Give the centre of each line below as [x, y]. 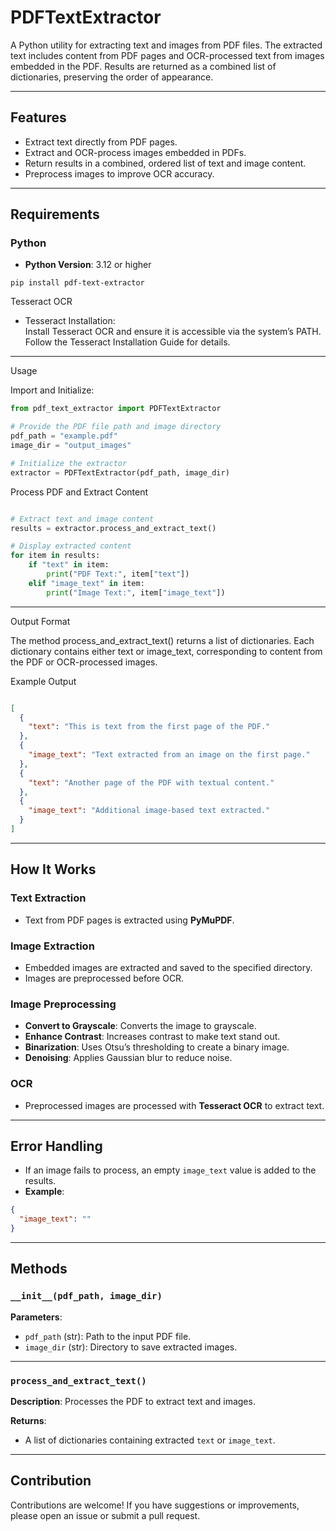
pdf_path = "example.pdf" [64, 436]
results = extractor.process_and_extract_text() [113, 528]
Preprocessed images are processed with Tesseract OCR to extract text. [174, 1105]
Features [38, 117]
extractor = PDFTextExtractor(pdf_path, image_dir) [120, 472]
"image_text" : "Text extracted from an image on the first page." [169, 755]
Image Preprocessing [63, 1004]
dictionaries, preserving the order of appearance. [112, 77]
